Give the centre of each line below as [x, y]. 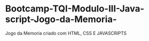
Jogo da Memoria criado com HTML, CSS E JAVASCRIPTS [66, 33]
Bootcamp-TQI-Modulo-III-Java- [75, 9]
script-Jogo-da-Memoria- [61, 19]
